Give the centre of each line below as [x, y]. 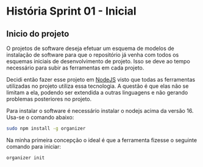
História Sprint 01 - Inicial [71, 11]
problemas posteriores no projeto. [49, 99]
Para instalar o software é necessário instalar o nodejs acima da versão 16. [100, 111]
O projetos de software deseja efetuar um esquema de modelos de [91, 48]
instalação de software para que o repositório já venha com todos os [93, 55]
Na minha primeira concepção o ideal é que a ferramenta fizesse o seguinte [101, 140]
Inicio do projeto [38, 34]
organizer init [26, 158]
